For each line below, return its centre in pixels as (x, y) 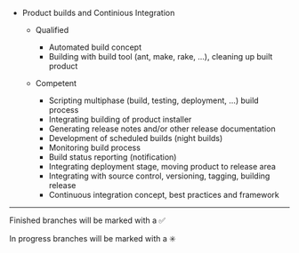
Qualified (52, 30)
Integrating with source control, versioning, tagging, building (159, 176)
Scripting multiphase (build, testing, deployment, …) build (154, 100)
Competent (56, 83)
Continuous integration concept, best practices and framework (164, 195)
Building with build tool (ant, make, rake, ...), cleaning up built (161, 56)
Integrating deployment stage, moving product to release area (162, 166)
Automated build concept (95, 47)
